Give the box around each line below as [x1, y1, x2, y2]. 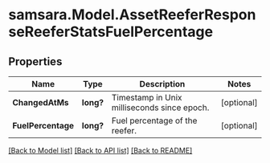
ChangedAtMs [12, 97, 70, 108]
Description [139, 79, 186, 89]
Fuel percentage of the [111, 115, 198, 126]
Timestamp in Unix [111, 92, 182, 103]
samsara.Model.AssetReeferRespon [8, 6, 256, 24]
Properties [8, 55, 63, 68]
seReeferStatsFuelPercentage [8, 22, 214, 41]
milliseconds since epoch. [111, 102, 210, 113]
